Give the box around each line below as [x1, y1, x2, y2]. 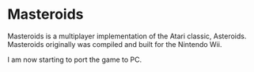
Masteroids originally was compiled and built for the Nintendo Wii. [7, 39, 222, 49]
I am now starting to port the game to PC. [7, 55, 142, 64]
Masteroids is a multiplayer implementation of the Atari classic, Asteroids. [7, 31, 247, 41]
